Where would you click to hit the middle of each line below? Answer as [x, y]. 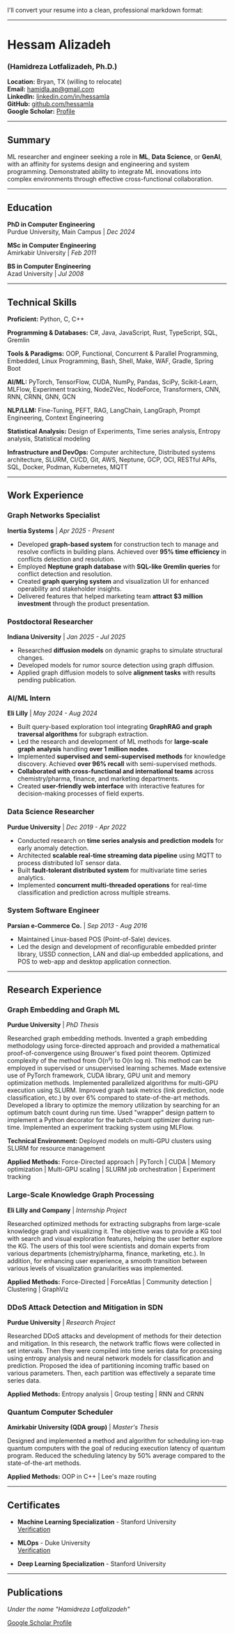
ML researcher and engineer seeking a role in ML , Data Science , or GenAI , [115, 157]
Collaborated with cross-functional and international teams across [116, 772]
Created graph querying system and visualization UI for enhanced [113, 581]
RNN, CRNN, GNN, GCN [42, 397]
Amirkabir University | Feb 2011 [52, 253]
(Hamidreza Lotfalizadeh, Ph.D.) [62, 67]
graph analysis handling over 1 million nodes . [83, 749]
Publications [35, 1592]
